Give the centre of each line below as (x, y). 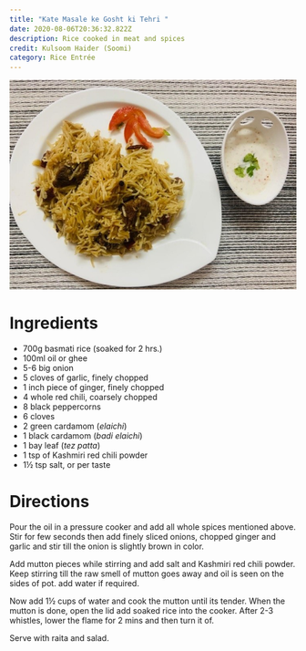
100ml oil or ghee (55, 358)
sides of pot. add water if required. (74, 583)
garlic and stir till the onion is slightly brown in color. (107, 546)
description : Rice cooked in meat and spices (97, 38)
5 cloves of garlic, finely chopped (85, 377)
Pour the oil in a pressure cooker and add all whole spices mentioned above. (153, 527)
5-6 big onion (48, 367)
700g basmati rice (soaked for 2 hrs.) (92, 348)
